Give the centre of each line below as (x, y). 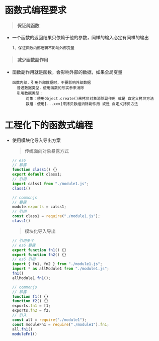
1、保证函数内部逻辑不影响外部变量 (43, 48)
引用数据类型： (30, 93)
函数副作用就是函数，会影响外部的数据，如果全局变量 (67, 72)
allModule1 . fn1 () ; (31, 278)
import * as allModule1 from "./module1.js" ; (60, 269)
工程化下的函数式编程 (49, 125)
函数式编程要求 (36, 10)
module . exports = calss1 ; (39, 207)
